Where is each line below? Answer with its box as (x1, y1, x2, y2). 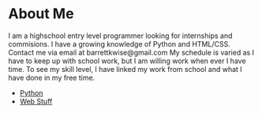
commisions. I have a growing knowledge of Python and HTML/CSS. (8, 39, 230, 48)
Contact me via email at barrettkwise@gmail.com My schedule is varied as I (8, 47, 255, 57)
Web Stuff (19, 96, 53, 106)
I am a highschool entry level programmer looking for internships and (8, 31, 233, 40)
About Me (8, 5, 74, 23)
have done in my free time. (8, 73, 95, 82)
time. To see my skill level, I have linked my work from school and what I (8, 64, 242, 73)
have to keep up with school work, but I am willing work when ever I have (8, 56, 246, 66)
